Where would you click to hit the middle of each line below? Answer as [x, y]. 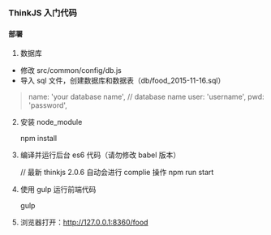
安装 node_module [51, 122]
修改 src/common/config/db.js [71, 70]
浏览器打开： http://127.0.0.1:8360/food [84, 222]
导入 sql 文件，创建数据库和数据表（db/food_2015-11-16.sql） [123, 81]
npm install [39, 139]
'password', [47, 105]
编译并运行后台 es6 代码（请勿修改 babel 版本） [100, 155]
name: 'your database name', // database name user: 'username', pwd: [146, 97]
